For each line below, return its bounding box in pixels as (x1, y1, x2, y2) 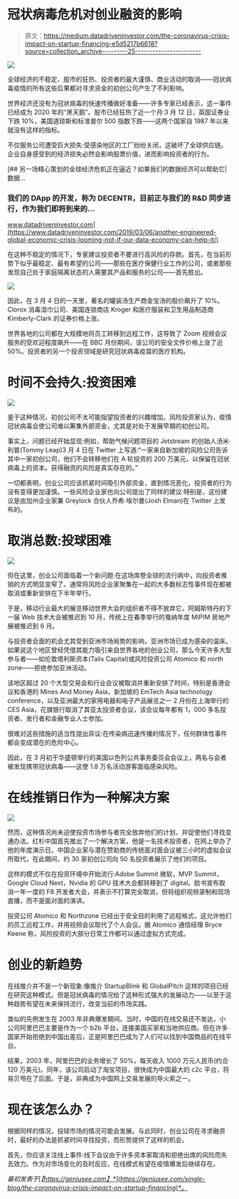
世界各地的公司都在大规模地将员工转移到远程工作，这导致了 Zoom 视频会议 (7, 329, 228, 338)
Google (7, 879, 29, 888)
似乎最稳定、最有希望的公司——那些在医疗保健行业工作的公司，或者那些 (19, 259, 232, 267)
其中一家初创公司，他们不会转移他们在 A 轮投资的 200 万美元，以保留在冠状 (7, 454, 230, 463)
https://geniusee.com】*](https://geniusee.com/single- (43, 1174, 206, 1183)
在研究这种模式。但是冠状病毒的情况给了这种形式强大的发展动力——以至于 (7, 990, 225, 999)
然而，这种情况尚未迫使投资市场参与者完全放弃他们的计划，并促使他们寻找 (7, 828, 225, 836)
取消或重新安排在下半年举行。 (7, 589, 95, 597)
